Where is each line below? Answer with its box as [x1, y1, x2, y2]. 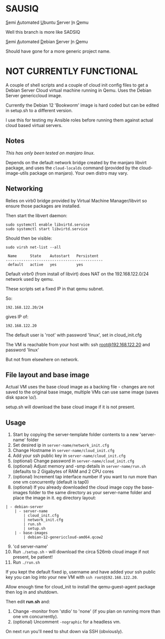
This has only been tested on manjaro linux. [5, 150, 95, 156]
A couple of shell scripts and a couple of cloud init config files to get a [5, 82, 148, 88]
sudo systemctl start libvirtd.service [5, 226, 88, 231]
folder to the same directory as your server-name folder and [29, 490, 151, 496]
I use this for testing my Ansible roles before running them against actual [5, 117, 154, 123]
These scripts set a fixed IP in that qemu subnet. [5, 286, 104, 292]
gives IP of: [5, 314, 29, 319]
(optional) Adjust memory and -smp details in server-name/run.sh [12, 463, 146, 469]
